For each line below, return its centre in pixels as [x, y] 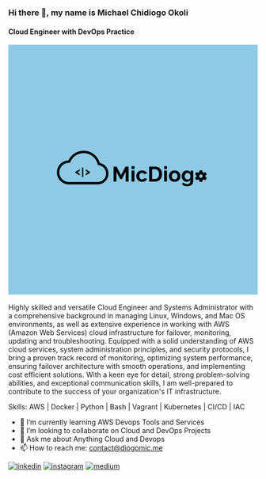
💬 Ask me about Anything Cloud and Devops [92, 439]
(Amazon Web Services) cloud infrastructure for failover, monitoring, [120, 333]
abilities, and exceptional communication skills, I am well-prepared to [121, 382]
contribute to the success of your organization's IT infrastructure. [115, 391]
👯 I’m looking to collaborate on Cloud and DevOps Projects [115, 430]
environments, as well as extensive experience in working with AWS [119, 324]
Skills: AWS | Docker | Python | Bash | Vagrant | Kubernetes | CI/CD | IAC [127, 406]
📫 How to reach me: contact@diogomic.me [91, 447]
